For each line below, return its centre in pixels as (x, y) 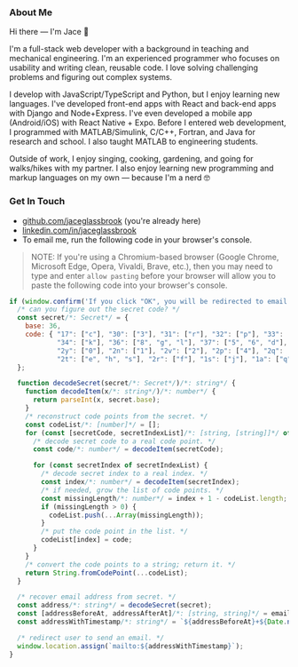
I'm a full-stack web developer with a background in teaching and (129, 49)
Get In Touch (37, 202)
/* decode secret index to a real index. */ (125, 474)
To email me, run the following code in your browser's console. (137, 239)
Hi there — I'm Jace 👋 (49, 32)
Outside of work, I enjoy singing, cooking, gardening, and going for (132, 159)
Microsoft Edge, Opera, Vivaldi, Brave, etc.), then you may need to (152, 266)
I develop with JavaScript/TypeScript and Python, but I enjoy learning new (145, 94)
